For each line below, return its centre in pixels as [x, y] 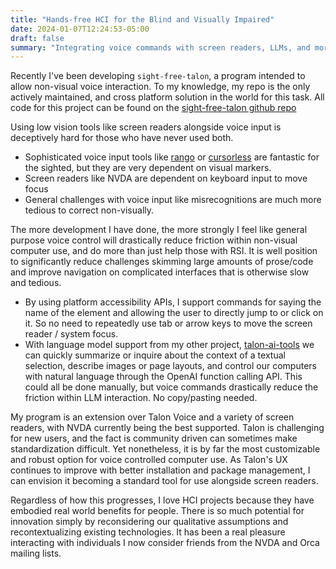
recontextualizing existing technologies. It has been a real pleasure [148, 532]
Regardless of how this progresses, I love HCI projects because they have [162, 500]
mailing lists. [36, 553]
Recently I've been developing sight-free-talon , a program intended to [158, 76]
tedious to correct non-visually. [89, 210]
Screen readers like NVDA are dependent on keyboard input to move [166, 178]
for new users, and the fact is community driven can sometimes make [154, 438]
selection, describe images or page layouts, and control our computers [170, 366]
